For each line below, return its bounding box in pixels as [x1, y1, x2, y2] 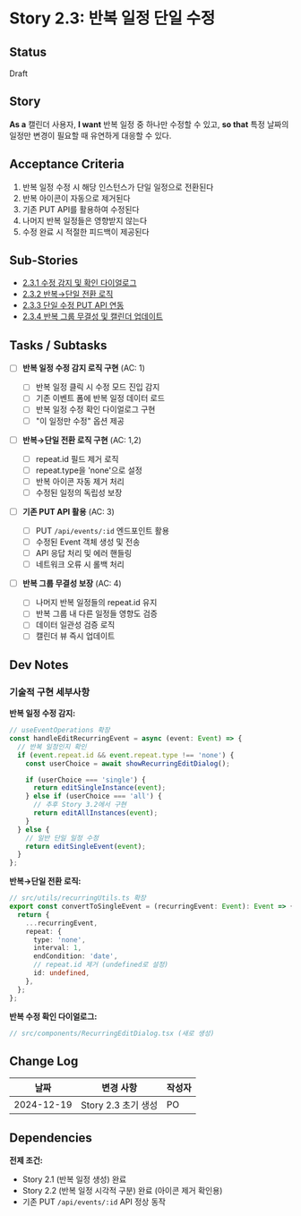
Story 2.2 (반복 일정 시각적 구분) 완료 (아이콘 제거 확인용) [21, 1186, 223, 1196]
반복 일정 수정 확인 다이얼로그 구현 [35, 404, 156, 415]
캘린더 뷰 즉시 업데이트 [35, 630, 116, 641]
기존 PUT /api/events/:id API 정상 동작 [21, 1196, 166, 1207]
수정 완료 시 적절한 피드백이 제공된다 [21, 226, 150, 237]
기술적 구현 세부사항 [9, 686, 90, 698]
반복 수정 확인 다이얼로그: [9, 1011, 98, 1022]
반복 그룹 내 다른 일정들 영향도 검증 [35, 608, 159, 619]
